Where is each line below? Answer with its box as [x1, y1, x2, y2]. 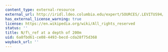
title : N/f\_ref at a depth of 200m [5, 30, 81, 35]
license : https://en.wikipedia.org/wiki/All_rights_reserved [5, 21, 135, 26]
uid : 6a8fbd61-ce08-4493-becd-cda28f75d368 [5, 35, 97, 40]
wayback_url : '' [5, 40, 39, 45]
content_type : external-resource [5, 7, 75, 12]
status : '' [5, 26, 28, 31]
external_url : [5, 12, 35, 17]
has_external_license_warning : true [5, 16, 81, 21]
